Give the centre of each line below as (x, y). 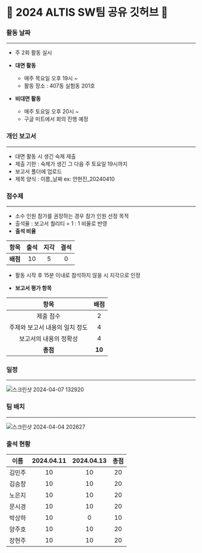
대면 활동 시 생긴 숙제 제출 (45, 156)
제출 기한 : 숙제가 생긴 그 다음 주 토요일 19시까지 (71, 164)
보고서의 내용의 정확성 (48, 339)
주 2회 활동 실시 (33, 53)
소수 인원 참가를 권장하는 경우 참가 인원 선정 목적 (72, 216)
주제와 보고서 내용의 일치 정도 (49, 328)
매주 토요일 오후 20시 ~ (51, 112)
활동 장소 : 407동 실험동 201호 (59, 86)
